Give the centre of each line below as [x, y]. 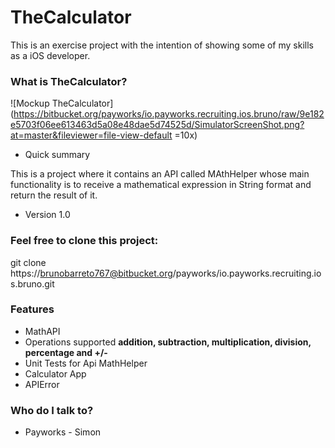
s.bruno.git [32, 283]
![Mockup [30, 103]
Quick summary [57, 155]
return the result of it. [54, 195]
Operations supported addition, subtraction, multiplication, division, [168, 342]
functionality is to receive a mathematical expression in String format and [161, 185]
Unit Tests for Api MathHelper [86, 363]
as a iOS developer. [50, 55]
